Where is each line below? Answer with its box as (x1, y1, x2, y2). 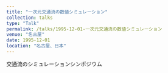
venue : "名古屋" (6, 32, 45, 38)
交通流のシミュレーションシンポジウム (6, 60, 102, 68)
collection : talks (6, 15, 53, 21)
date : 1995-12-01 (6, 37, 51, 43)
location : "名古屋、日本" (6, 43, 67, 49)
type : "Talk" (6, 20, 40, 26)
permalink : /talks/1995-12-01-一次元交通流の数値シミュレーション (6, 26, 163, 32)
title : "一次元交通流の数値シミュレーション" (6, 9, 108, 15)
